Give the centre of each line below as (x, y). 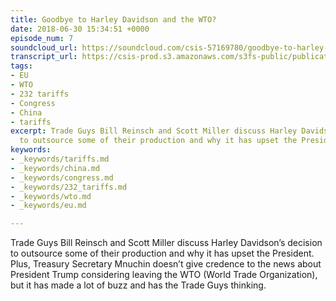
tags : (21, 66)
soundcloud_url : (44, 47)
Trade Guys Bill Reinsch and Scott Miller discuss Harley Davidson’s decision (166, 243)
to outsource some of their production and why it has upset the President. (162, 253)
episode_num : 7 (42, 38)
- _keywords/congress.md (62, 177)
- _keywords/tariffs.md (60, 159)
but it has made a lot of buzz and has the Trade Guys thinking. (138, 285)
